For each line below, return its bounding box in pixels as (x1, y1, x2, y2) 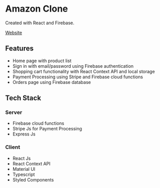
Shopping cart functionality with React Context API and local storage (12, 68, 155, 74)
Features (5, 44, 34, 53)
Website (5, 29, 23, 35)
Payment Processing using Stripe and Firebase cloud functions (12, 74, 143, 80)
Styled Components (12, 176, 54, 182)
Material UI (12, 166, 36, 172)
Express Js (12, 131, 36, 137)
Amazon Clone (5, 3, 68, 15)
